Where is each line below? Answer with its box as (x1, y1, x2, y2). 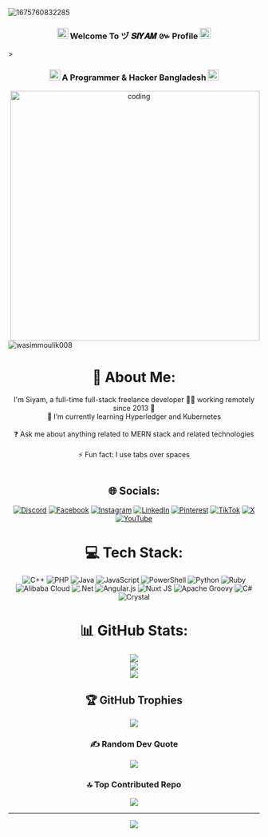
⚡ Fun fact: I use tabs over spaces (78, 449, 190, 459)
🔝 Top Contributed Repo (86, 779, 182, 791)
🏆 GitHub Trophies (85, 693, 183, 707)
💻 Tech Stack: (85, 544, 183, 561)
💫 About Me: (92, 368, 176, 386)
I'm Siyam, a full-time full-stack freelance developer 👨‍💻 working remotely (13, 394, 255, 404)
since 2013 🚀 (112, 403, 156, 413)
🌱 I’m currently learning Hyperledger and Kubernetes (46, 412, 222, 421)
